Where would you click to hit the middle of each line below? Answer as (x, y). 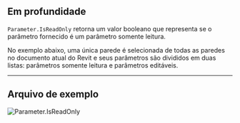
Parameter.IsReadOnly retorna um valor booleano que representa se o (110, 28)
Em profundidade (47, 12)
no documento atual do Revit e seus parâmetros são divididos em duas (112, 58)
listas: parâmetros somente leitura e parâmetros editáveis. (93, 65)
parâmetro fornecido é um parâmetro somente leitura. (87, 36)
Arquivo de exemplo (53, 94)
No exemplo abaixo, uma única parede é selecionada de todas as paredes (116, 50)
